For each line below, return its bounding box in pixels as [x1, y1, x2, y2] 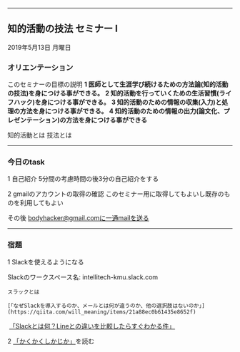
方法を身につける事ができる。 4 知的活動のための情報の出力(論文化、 [19, 107, 224, 115]
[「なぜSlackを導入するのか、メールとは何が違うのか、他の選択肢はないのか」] [7, 302, 206, 309]
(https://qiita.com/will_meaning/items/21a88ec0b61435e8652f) [7, 308, 196, 316]
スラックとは [7, 288, 40, 296]
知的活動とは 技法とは [7, 131, 72, 140]
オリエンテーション [7, 62, 74, 72]
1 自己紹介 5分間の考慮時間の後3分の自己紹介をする [7, 175, 159, 183]
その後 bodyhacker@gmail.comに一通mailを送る [7, 214, 150, 222]
